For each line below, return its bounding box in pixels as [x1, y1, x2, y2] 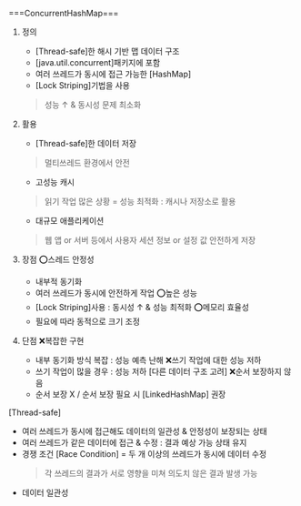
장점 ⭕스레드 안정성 [21, 254, 95, 265]
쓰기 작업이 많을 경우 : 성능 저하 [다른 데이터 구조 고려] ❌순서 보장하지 [35, 366, 283, 377]
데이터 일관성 [21, 487, 69, 498]
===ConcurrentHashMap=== [8, 8, 119, 18]
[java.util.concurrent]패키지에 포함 [35, 57, 161, 67]
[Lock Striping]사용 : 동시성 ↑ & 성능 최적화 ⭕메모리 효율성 [35, 302, 249, 312]
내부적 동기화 [35, 277, 83, 287]
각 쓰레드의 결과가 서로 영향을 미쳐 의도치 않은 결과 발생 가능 [44, 468, 258, 479]
